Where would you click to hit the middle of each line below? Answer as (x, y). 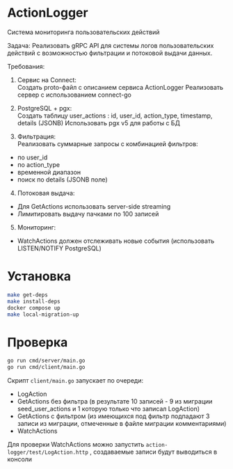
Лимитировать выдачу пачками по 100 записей (88, 214)
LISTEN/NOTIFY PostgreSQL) (59, 248)
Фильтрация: (37, 136)
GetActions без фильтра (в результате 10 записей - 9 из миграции (115, 402)
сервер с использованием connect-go (74, 95)
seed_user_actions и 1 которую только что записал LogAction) (109, 409)
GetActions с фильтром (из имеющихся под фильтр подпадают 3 (113, 416)
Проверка (38, 342)
